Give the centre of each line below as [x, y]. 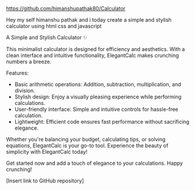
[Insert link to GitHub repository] [45, 181]
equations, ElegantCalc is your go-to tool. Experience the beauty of [87, 145]
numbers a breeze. [29, 62]
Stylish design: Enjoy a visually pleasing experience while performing [98, 97]
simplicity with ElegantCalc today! [47, 152]
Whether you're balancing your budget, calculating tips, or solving [86, 139]
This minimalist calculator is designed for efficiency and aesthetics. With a [96, 49]
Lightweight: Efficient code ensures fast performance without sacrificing [102, 122]
